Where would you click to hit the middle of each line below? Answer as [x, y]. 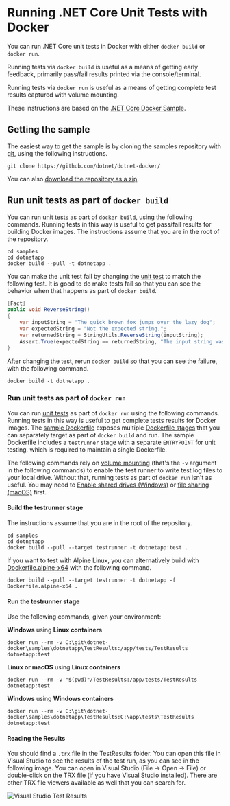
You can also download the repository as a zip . [73, 179]
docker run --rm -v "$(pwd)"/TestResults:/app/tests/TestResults [102, 680]
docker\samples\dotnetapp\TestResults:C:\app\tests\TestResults [101, 717]
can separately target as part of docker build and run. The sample [101, 435]
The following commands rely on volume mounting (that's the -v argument [112, 463]
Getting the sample [49, 129]
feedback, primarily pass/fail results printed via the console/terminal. [104, 74]
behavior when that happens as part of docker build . [82, 290]
